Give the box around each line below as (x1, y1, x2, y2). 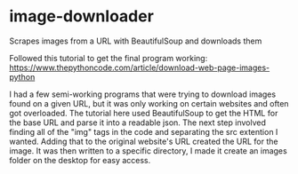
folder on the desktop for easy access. (9, 154, 151, 165)
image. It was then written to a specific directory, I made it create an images (9, 145, 287, 156)
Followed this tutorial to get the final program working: (9, 52, 208, 63)
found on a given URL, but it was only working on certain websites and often (9, 98, 289, 108)
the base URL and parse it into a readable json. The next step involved (9, 117, 267, 128)
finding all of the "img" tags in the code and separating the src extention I (9, 126, 278, 137)
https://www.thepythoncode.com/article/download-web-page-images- (9, 62, 270, 73)
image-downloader (9, 6, 154, 27)
